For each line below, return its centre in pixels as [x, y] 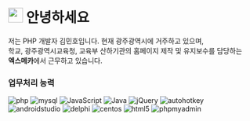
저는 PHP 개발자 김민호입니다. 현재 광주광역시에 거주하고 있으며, [106, 41]
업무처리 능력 [31, 82]
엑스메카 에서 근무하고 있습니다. [56, 60]
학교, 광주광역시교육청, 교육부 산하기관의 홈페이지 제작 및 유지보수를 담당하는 [125, 50]
